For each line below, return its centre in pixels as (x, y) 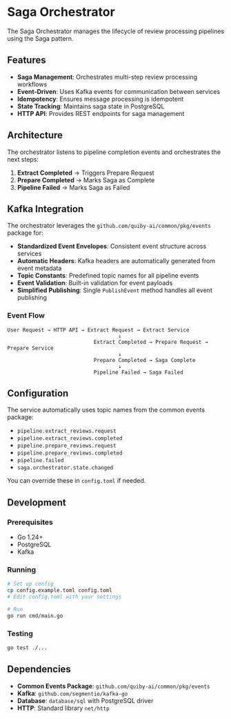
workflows (32, 84)
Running (22, 570)
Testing (20, 633)
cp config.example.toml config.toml (60, 591)
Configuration (38, 393)
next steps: (23, 159)
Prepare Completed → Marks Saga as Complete (86, 180)
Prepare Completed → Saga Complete (144, 360)
